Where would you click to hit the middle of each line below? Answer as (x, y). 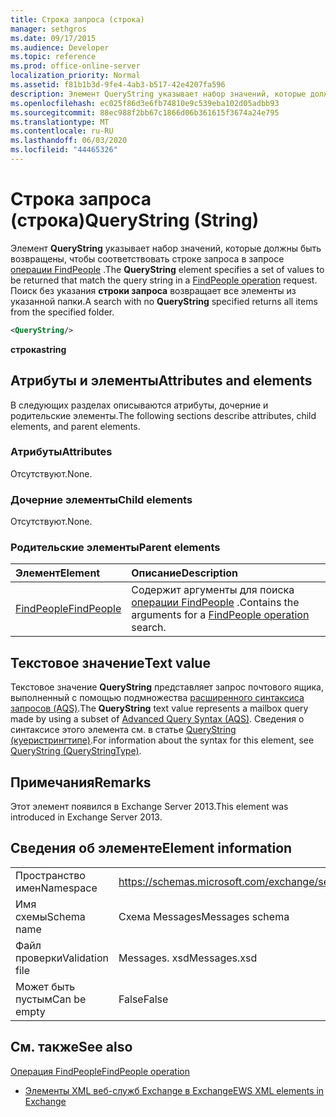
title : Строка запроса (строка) (77, 19)
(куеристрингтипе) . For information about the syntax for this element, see (162, 740)
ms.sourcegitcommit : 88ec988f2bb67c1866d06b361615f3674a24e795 (145, 112)
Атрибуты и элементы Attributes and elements (161, 381)
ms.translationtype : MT (60, 122)
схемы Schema (50, 916)
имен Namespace (56, 888)
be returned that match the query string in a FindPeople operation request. (164, 280)
